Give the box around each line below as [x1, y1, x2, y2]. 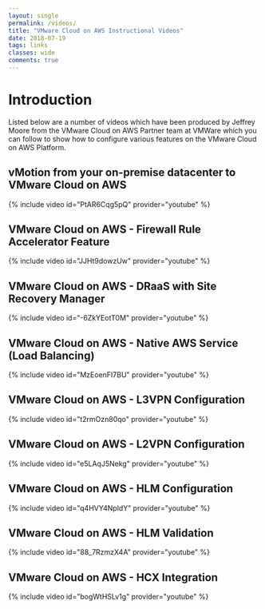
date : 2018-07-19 [8, 34, 66, 42]
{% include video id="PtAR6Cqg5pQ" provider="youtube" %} [8, 199, 211, 209]
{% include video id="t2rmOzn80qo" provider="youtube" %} [8, 414, 209, 424]
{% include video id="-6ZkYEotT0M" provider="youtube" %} [8, 313, 209, 323]
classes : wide [8, 49, 56, 57]
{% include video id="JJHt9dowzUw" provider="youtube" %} [8, 257, 211, 266]
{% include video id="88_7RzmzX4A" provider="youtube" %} [8, 547, 210, 557]
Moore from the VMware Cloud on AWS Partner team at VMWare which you [8, 125, 257, 135]
